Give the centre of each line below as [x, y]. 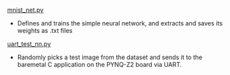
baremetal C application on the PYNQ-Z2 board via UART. [99, 64]
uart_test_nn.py [29, 44]
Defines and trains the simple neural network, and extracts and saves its [120, 23]
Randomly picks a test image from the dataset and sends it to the [109, 57]
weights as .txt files [45, 31]
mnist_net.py [25, 10]
